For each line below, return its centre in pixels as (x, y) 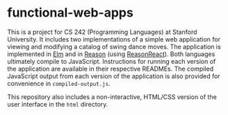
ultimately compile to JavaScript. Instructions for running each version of (112, 61)
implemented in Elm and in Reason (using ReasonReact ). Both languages (111, 54)
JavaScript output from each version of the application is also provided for (114, 76)
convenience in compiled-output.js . (59, 83)
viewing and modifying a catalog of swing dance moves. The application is (114, 46)
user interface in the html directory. (58, 104)
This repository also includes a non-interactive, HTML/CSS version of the (112, 97)
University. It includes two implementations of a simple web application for (114, 39)
